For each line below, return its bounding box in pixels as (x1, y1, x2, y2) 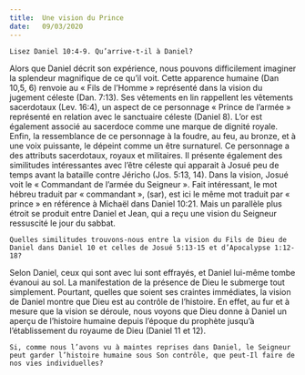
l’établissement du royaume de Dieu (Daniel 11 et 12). (9, 325, 207, 336)
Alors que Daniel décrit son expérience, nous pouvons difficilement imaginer (9, 63, 297, 74)
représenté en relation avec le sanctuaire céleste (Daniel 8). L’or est (9, 111, 262, 122)
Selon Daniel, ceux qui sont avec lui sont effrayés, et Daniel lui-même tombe (9, 267, 296, 278)
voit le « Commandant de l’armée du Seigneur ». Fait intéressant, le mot (9, 178, 278, 189)
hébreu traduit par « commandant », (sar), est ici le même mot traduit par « (9, 188, 290, 199)
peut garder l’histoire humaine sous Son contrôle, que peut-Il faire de (9, 350, 296, 360)
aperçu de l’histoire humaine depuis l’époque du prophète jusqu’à (9, 315, 255, 326)
